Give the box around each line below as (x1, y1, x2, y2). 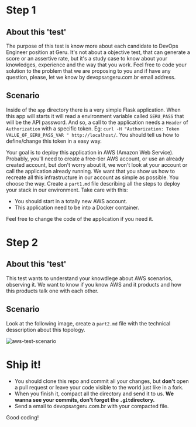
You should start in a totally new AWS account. (14, 197, 128, 204)
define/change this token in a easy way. (6, 137, 102, 144)
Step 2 (6, 236, 38, 249)
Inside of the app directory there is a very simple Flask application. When (6, 106, 181, 113)
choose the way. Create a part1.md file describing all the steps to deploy (6, 180, 180, 187)
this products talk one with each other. (6, 287, 99, 294)
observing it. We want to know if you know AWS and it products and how (6, 281, 182, 288)
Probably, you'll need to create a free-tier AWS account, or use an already (6, 155, 184, 162)
